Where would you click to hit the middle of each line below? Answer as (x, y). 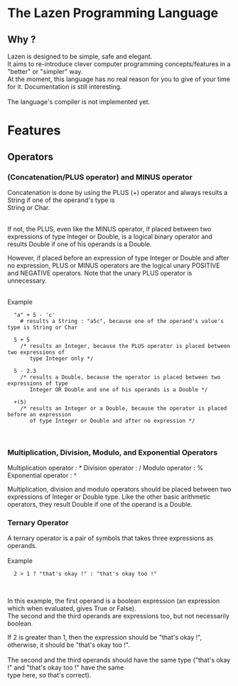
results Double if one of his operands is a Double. (80, 244)
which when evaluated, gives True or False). (72, 608)
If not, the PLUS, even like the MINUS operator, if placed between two (109, 228)
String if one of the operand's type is (61, 200)
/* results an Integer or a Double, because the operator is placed (124, 408)
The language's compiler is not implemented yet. (79, 102)
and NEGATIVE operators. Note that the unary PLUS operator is (100, 273)
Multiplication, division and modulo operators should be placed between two (119, 490)
